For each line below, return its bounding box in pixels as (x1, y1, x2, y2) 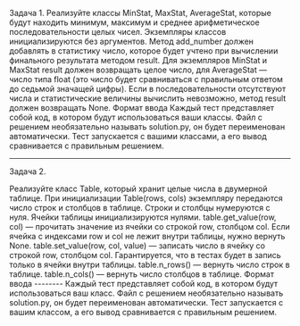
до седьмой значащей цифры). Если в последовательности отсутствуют (9, 84, 287, 94)
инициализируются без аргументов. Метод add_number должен (9, 36, 254, 46)
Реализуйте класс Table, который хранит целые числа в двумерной (9, 183, 268, 194)
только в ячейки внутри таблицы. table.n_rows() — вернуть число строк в (9, 259, 290, 270)
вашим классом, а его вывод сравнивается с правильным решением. (9, 307, 278, 317)
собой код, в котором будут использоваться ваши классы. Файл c (9, 112, 263, 122)
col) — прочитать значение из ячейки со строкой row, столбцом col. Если (9, 222, 290, 231)
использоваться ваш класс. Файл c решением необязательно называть (9, 288, 284, 298)
